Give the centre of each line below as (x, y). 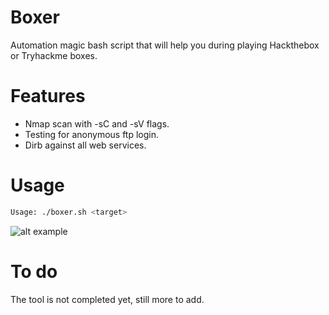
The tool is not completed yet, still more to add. (107, 299)
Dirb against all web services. (85, 145)
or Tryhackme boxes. (54, 55)
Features (48, 96)
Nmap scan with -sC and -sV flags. (97, 123)
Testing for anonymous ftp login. (92, 134)
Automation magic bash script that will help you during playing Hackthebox (165, 45)
